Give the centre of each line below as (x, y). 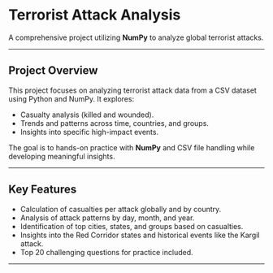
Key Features (43, 190)
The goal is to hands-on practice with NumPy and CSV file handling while (132, 147)
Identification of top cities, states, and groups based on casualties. (132, 226)
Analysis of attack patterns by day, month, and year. (107, 218)
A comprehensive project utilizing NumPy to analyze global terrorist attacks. (136, 37)
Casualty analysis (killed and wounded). (87, 115)
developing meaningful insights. (62, 156)
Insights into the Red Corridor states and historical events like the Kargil (140, 235)
